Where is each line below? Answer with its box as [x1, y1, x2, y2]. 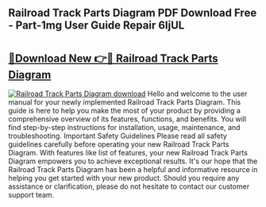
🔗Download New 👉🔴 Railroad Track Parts [8, 52, 218, 65]
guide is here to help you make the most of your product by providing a [8, 106, 241, 115]
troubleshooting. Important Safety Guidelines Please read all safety [8, 131, 228, 140]
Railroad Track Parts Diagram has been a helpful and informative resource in [8, 165, 258, 174]
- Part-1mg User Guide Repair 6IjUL [8, 19, 185, 33]
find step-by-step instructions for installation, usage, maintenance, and [8, 123, 241, 132]
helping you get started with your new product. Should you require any [8, 174, 240, 182]
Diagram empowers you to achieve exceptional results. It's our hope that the [8, 156, 258, 166]
